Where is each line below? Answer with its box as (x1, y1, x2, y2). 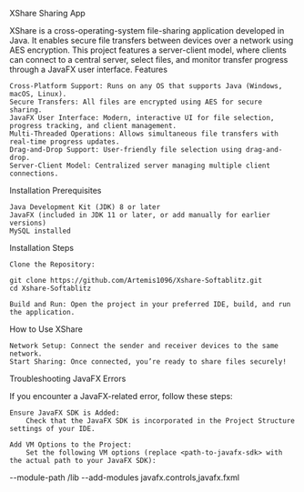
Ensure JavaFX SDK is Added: (9, 408, 120, 417)
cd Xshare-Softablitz (9, 284, 92, 293)
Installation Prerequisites (9, 186, 102, 196)
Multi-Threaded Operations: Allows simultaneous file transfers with (9, 129, 279, 138)
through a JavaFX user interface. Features (9, 64, 168, 75)
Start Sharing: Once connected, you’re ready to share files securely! (9, 357, 287, 366)
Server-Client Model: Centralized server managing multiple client (9, 161, 271, 170)
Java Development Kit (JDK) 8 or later (9, 203, 161, 212)
